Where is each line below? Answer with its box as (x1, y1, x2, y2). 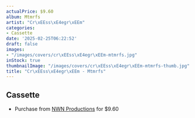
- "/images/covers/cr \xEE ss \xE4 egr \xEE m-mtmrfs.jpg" (6, 52, 138, 58)
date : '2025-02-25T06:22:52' (6, 36, 77, 41)
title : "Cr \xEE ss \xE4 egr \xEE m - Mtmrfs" (6, 68, 107, 74)
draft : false (6, 41, 38, 47)
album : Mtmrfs (6, 14, 41, 20)
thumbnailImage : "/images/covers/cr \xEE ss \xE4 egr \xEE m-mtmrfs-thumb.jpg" (6, 63, 190, 69)
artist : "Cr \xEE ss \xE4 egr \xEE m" (6, 19, 85, 25)
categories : (6, 25, 35, 31)
